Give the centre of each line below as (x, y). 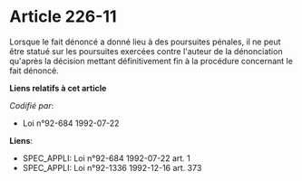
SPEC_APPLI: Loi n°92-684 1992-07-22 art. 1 (106, 158)
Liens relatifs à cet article (58, 88)
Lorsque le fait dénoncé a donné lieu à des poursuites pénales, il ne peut (145, 42)
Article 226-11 (63, 17)
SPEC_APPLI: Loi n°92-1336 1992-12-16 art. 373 (112, 167)
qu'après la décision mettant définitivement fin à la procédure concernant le (151, 61)
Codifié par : (32, 105)
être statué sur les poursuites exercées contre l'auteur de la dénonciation (146, 51)
